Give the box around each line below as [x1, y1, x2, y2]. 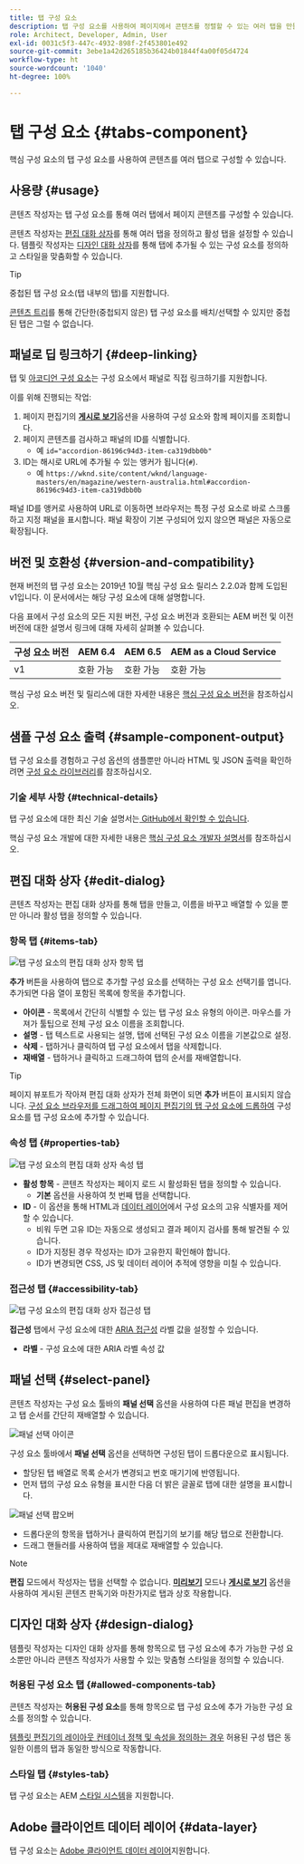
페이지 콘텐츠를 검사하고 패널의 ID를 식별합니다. [22, 434, 190, 445]
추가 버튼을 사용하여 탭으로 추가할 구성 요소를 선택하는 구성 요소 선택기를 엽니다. [9, 976, 292, 988]
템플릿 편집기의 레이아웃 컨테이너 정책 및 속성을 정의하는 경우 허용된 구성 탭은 [9, 1732, 282, 1743]
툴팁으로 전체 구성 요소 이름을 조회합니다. [39, 1019, 185, 1029]
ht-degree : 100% [9, 72, 71, 82]
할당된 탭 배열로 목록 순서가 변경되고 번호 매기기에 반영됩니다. [22, 1467, 241, 1478]
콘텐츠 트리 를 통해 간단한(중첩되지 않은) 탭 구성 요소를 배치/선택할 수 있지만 [9, 306, 274, 317]
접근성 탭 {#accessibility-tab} [9, 1282, 138, 1295]
